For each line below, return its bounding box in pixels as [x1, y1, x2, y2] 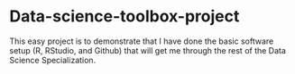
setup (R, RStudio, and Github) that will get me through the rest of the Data [9, 45, 287, 55]
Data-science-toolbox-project [9, 6, 240, 27]
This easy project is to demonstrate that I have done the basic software [9, 36, 274, 46]
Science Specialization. [9, 54, 97, 65]
